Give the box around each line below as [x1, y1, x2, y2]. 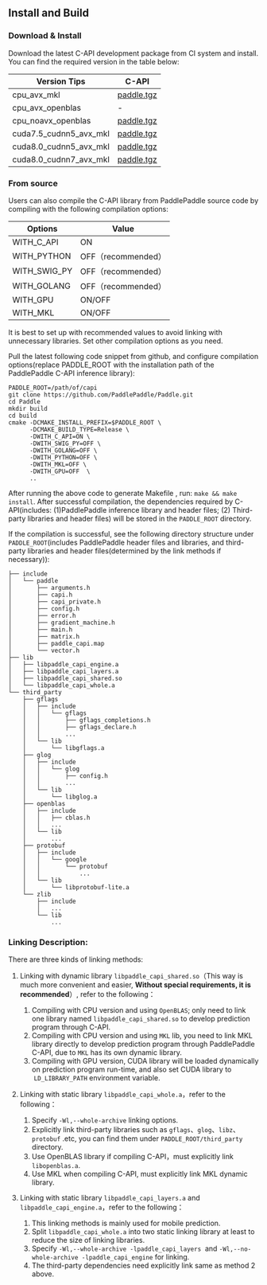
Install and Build [8, 6, 90, 20]
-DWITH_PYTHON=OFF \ [29, 453, 98, 461]
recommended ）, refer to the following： [19, 990, 156, 999]
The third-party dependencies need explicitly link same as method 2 [31, 1261, 256, 1271]
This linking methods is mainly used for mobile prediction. [31, 1218, 221, 1228]
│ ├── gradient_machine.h [8, 619, 115, 627]
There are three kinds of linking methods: [8, 955, 144, 964]
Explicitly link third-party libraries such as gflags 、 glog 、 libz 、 [31, 1125, 241, 1135]
